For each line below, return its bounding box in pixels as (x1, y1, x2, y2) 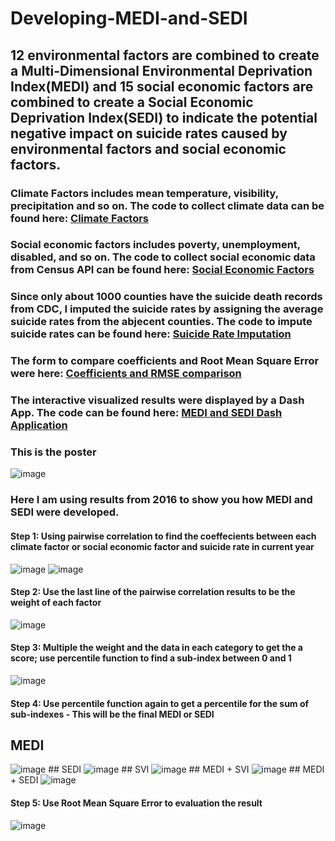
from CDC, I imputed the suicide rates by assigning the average (10, 302, 324, 316)
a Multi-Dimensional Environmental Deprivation (10, 62, 313, 79)
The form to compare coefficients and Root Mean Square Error (10, 354, 320, 368)
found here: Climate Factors (10, 211, 150, 225)
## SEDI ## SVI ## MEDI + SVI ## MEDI (48, 763, 325, 776)
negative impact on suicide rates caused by (10, 125, 288, 142)
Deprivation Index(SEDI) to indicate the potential (10, 109, 318, 126)
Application (10, 418, 68, 432)
